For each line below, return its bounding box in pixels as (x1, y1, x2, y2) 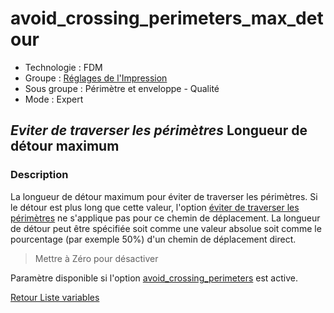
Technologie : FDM (24, 61, 103, 73)
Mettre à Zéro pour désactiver (34, 252, 159, 264)
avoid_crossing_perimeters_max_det (10, 7, 324, 30)
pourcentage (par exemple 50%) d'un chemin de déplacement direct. (10, 233, 297, 245)
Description (10, 168, 69, 182)
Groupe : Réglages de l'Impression (24, 72, 168, 84)
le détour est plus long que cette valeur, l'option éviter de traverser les (10, 201, 300, 213)
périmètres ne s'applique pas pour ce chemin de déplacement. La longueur (10, 212, 321, 224)
